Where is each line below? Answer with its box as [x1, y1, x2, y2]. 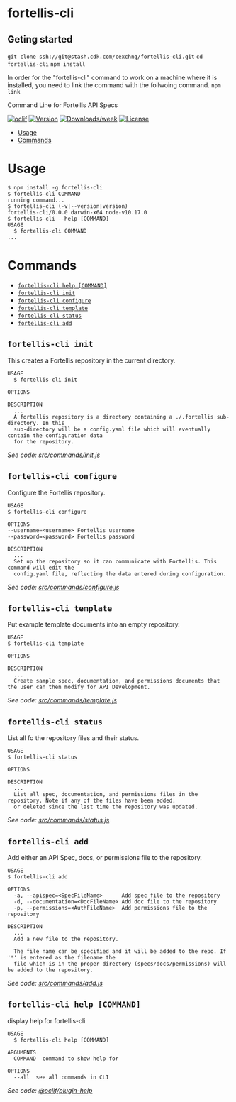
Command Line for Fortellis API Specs [7, 101, 118, 109]
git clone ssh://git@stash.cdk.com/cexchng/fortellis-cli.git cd [7, 53, 203, 60]
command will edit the [7, 564, 74, 571]
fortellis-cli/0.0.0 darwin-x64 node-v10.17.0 [7, 209, 147, 216]
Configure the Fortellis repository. [7, 488, 106, 497]
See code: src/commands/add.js [7, 979, 103, 987]
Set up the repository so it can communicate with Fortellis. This [13, 558, 218, 565]
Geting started [7, 33, 73, 45]
